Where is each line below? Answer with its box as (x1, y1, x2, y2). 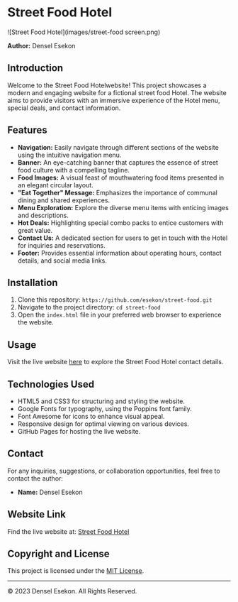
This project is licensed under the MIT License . (7, 567, 144, 575)
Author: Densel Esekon (7, 41, 76, 50)
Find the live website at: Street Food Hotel (7, 527, 130, 536)
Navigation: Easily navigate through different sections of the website (17, 143, 220, 151)
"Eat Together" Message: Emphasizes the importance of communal (17, 188, 217, 197)
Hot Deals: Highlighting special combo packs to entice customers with (17, 218, 224, 227)
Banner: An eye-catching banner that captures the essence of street (17, 158, 218, 167)
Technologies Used (7, 378, 94, 390)
